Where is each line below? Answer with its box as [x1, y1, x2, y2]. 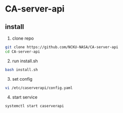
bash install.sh [5, 67, 38, 72]
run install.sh [12, 58, 38, 64]
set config [12, 76, 33, 82]
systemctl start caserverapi [5, 103, 64, 108]
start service [12, 94, 38, 100]
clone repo [12, 35, 34, 41]
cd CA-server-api [5, 49, 40, 54]
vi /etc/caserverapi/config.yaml [5, 85, 73, 90]
